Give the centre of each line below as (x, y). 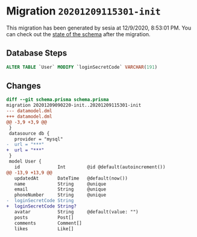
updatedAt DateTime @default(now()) (71, 178)
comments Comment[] (48, 223)
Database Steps (37, 53)
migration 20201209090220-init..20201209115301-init (74, 106)
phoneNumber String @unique (60, 195)
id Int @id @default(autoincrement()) (90, 167)
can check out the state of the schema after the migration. (78, 34)
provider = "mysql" (39, 139)
